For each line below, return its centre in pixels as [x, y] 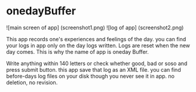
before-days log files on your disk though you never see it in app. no [91, 76]
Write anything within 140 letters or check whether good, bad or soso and [97, 63]
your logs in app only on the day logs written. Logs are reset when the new [98, 45]
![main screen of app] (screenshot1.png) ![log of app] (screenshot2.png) [95, 27]
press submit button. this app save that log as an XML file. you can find [94, 69]
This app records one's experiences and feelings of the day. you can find [96, 39]
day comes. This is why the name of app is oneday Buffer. [78, 51]
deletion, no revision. [32, 82]
